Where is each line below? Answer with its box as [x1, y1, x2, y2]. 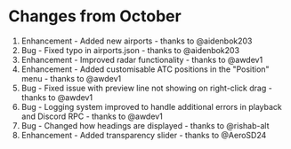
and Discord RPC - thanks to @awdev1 [20, 111, 164, 122]
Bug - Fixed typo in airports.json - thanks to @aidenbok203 [20, 44, 240, 55]
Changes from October [8, 6, 182, 27]
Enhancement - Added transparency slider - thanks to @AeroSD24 [20, 129, 267, 140]
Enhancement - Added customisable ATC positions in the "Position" [20, 64, 270, 74]
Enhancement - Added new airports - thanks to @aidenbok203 [20, 35, 253, 46]
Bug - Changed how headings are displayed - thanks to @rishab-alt [20, 120, 270, 130]
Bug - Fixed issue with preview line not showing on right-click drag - [20, 82, 272, 93]
